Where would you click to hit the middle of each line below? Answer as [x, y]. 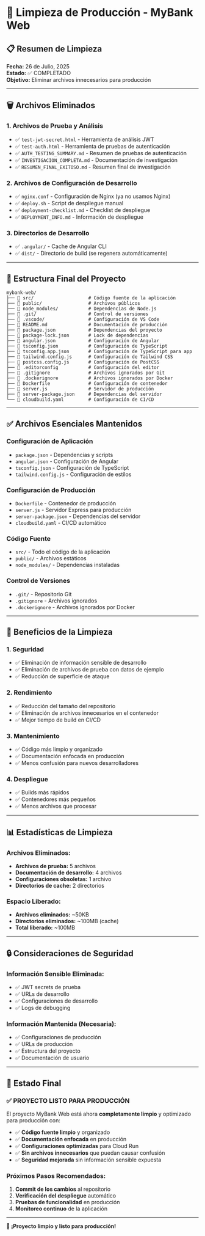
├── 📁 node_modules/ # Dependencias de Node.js [81, 309]
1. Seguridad [25, 649]
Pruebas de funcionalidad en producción [67, 1202]
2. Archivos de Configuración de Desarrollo [72, 183]
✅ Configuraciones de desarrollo [56, 1001]
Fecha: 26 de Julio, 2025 [38, 66]
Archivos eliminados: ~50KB [52, 915]
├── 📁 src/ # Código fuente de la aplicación [91, 298]
